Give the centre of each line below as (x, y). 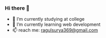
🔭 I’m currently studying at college (48, 19)
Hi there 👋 (17, 8)
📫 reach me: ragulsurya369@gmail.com (55, 30)
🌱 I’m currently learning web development (56, 24)
